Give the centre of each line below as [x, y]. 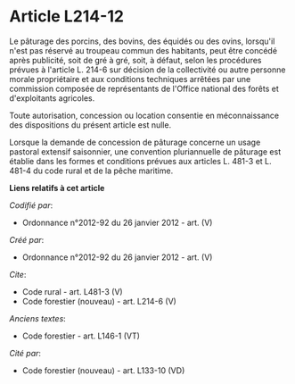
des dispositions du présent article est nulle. [90, 125]
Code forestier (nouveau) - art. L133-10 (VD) [103, 370]
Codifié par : [31, 205]
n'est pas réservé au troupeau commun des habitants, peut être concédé [143, 50]
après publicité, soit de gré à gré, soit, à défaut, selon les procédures [135, 60]
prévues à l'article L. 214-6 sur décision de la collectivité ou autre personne [147, 70]
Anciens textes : [38, 318]
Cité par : [25, 353]
